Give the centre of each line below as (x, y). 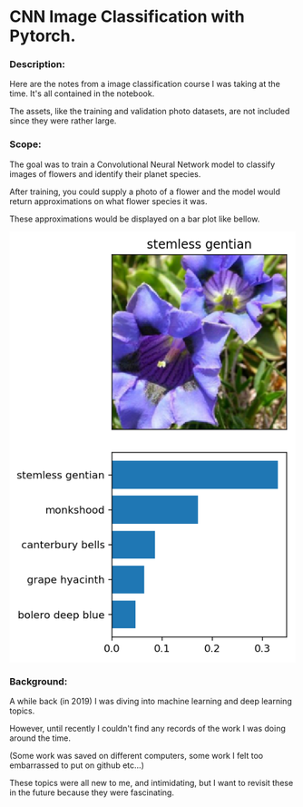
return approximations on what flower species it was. (108, 201)
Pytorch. (43, 36)
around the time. (40, 738)
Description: (37, 64)
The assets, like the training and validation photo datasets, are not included (150, 112)
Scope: (25, 144)
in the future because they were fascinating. (92, 792)
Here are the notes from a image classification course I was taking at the (145, 84)
